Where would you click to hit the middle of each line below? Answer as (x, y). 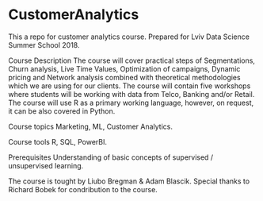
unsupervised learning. (46, 165)
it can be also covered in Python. (62, 111)
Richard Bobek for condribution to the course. (83, 189)
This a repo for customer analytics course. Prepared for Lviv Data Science (129, 37)
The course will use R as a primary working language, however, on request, (131, 102)
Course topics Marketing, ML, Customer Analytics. (90, 126)
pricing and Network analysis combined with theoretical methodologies (124, 77)
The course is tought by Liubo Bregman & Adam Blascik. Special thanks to (129, 181)
